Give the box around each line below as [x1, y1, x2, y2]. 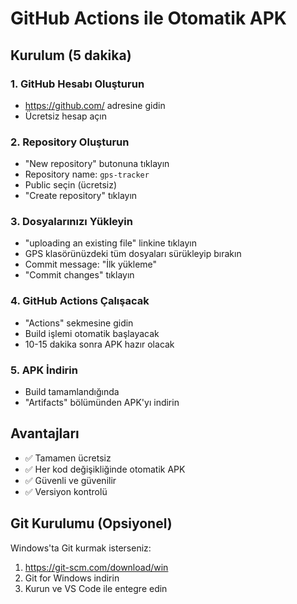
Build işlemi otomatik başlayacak [24, 327, 160, 339]
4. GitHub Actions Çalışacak [10, 294, 150, 308]
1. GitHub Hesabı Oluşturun [10, 77, 145, 91]
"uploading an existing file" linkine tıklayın [24, 237, 197, 249]
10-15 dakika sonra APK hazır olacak [24, 338, 175, 350]
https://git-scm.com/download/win [24, 561, 169, 573]
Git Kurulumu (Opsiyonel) [10, 515, 173, 532]
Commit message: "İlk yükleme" [24, 258, 158, 271]
